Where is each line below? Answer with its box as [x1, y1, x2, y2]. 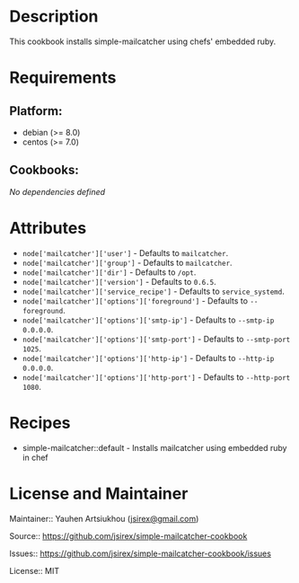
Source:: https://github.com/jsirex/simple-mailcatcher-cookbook [9, 530, 248, 541]
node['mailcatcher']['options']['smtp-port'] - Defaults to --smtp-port [22, 333, 291, 344]
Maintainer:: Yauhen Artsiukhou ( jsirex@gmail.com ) [9, 513, 199, 524]
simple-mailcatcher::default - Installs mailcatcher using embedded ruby [22, 442, 287, 453]
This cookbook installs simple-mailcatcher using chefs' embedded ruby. [9, 36, 277, 47]
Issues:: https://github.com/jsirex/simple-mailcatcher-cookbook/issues [9, 548, 272, 559]
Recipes [9, 412, 71, 433]
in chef [22, 452, 49, 463]
